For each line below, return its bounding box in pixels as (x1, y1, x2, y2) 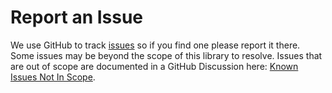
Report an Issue (10, 6, 144, 29)
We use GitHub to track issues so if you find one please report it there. (10, 39, 301, 51)
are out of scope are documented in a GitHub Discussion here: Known (10, 60, 299, 72)
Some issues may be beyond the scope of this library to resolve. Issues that (10, 49, 323, 61)
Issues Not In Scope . (10, 71, 96, 83)
